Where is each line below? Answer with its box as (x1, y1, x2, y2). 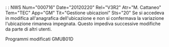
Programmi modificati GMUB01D (5, 36, 74, 42)
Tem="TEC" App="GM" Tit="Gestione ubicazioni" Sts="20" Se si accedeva (5, 10, 165, 16)
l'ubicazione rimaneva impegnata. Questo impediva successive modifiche (5, 20, 161, 27)
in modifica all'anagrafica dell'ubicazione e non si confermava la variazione (5, 15, 164, 21)
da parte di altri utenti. (5, 26, 52, 32)
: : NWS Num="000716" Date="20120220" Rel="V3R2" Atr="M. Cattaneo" (5, 5, 161, 10)
